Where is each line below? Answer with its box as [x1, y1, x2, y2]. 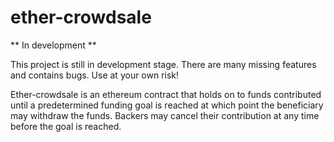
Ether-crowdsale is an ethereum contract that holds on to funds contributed [10, 88, 322, 100]
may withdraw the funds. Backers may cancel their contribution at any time [10, 109, 320, 121]
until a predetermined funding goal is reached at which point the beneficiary [10, 99, 324, 111]
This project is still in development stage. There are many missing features [10, 58, 317, 70]
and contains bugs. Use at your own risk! [10, 69, 180, 81]
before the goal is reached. [10, 120, 122, 132]
